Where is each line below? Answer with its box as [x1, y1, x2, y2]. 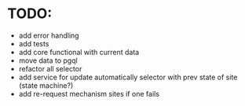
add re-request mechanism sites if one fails [18, 89, 160, 98]
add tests [18, 38, 49, 48]
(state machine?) [18, 80, 74, 90]
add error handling [18, 31, 79, 40]
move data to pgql [18, 56, 78, 65]
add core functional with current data [18, 47, 140, 57]
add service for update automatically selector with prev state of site [18, 72, 238, 82]
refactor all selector [18, 64, 82, 73]
